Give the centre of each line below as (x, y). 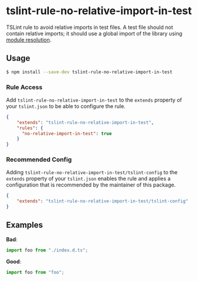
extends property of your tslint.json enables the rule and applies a (88, 179)
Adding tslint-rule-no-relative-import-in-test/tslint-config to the (92, 172)
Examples (24, 225)
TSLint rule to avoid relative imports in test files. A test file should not (90, 27)
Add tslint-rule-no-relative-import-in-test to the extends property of (94, 100)
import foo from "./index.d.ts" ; (47, 250)
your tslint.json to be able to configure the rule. (66, 106)
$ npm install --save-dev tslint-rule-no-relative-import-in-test (89, 72)
